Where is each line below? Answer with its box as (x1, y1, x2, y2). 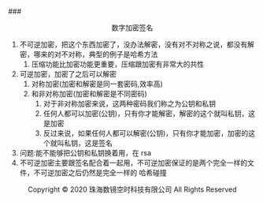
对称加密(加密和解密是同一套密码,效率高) (31, 79, 163, 88)
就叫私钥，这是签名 (50, 138, 113, 148)
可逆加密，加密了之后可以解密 (19, 69, 117, 78)
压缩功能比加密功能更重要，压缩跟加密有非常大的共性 (31, 59, 205, 69)
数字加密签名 (111, 23, 154, 32)
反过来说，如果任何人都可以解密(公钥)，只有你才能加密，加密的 (43, 129, 249, 137)
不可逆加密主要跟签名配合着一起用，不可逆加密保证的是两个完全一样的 (19, 158, 248, 167)
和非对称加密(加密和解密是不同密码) (31, 89, 147, 98)
